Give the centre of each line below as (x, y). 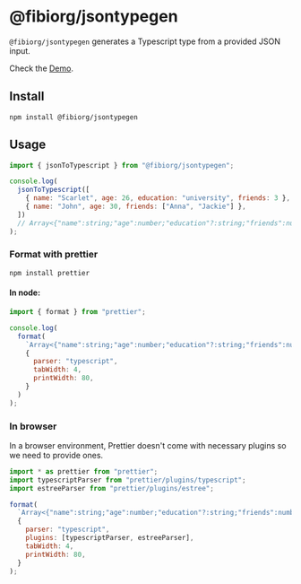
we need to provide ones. (56, 455)
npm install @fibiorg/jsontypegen (74, 117)
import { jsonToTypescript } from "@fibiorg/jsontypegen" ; (122, 165)
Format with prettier (54, 255)
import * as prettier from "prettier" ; (84, 471)
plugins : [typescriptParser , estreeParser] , (110, 538)
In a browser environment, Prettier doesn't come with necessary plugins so (148, 445)
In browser (33, 426)
